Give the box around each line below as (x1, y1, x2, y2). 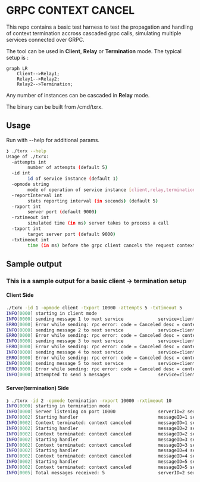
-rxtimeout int (11, 214, 49, 221)
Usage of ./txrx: (6, 153, 49, 159)
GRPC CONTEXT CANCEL (6, 4, 135, 17)
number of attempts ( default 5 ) (27, 165, 108, 171)
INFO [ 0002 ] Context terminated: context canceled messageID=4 (6, 453, 187, 459)
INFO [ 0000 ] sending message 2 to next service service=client (6, 327, 196, 333)
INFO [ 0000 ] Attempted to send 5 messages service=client (6, 372, 196, 377)
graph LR (6, 65, 28, 72)
